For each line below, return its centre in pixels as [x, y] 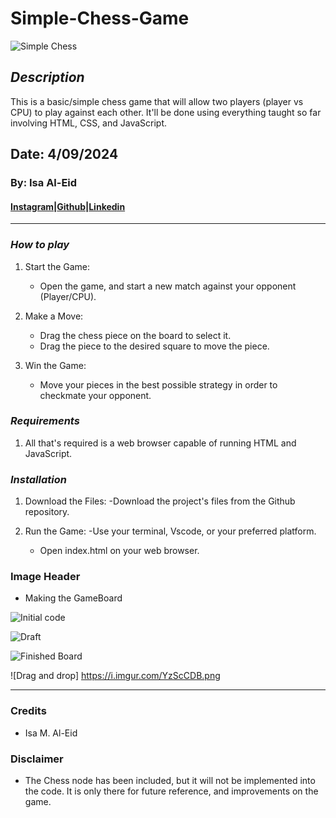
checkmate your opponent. [95, 395]
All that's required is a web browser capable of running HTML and [160, 443]
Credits [28, 711]
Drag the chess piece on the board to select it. [135, 335]
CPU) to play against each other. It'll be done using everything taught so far [166, 112]
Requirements [45, 421]
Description [47, 77]
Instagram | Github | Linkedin [68, 206]
